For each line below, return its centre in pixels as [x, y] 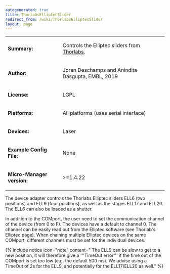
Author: [17, 73]
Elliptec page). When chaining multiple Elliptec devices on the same [76, 235]
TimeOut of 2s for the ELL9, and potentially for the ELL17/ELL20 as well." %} [84, 266]
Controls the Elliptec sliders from [101, 45]
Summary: [20, 49]
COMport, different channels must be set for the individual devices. [75, 240]
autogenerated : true [27, 10]
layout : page [19, 24]
